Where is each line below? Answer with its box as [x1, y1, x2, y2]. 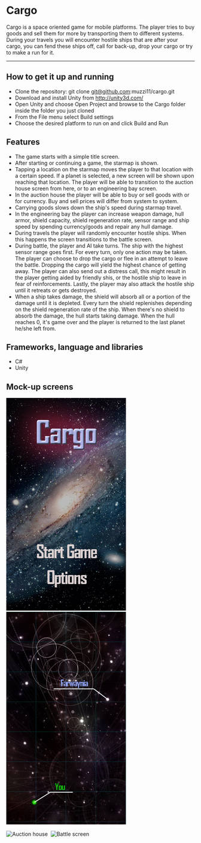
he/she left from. [14, 325, 56, 332]
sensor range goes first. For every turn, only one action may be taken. [14, 248, 187, 255]
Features [6, 137, 40, 147]
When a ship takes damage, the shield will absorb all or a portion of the [14, 293, 190, 300]
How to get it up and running [6, 72, 114, 82]
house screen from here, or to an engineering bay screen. [14, 185, 157, 192]
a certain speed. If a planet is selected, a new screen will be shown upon [14, 172, 194, 179]
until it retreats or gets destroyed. [14, 286, 98, 294]
